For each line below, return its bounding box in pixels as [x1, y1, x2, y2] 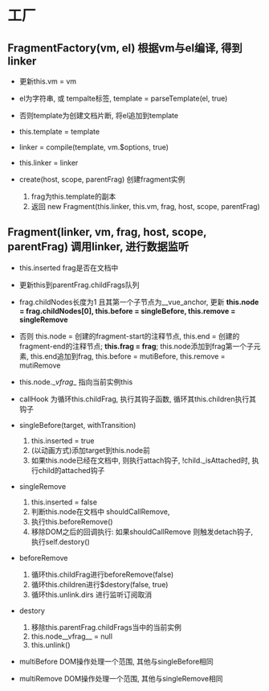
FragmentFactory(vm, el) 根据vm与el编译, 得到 [7, 41, 243, 55]
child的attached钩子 [38, 465, 105, 475]
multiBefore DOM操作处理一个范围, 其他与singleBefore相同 [18, 656, 214, 666]
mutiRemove [18, 360, 61, 370]
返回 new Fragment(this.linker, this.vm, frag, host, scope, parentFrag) [31, 202, 260, 211]
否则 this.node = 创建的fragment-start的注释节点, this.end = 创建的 [18, 331, 240, 341]
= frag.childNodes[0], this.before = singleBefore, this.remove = [18, 306, 236, 315]
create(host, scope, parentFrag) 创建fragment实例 [18, 175, 185, 184]
